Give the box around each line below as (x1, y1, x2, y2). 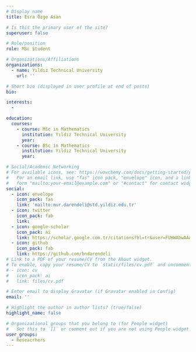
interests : (6, 99, 33, 105)
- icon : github (11, 240, 48, 246)
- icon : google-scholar (11, 223, 69, 230)
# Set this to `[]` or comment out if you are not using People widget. (6, 326, 192, 332)
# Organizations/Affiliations (6, 57, 80, 63)
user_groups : (6, 332, 38, 337)
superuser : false (6, 30, 48, 36)
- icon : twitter (11, 208, 51, 213)
